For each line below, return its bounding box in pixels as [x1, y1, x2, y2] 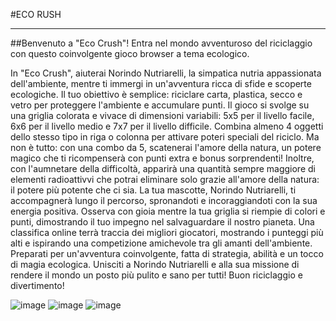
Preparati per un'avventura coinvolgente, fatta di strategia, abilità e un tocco [10, 248, 324, 259]
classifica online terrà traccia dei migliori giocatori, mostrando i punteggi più [10, 227, 324, 238]
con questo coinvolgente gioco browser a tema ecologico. [10, 48, 250, 59]
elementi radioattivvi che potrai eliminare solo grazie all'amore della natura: [10, 174, 320, 185]
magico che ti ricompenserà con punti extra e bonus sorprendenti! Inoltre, [10, 152, 315, 164]
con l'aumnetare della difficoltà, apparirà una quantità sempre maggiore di [10, 163, 316, 174]
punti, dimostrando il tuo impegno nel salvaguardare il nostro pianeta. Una [10, 216, 315, 228]
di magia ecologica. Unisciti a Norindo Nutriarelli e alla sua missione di [10, 259, 300, 270]
